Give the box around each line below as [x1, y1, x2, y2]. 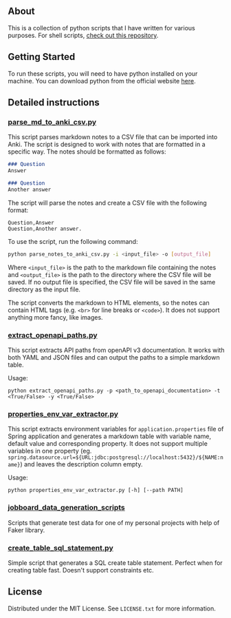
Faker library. [8, 526, 45, 534]
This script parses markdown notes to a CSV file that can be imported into [8, 133, 218, 141]
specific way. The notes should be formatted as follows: [8, 147, 166, 156]
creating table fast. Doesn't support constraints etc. [8, 566, 154, 574]
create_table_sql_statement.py [8, 543, 113, 553]
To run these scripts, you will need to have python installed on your [8, 69, 198, 78]
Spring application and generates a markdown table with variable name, [8, 432, 212, 440]
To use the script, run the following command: [8, 237, 138, 245]
